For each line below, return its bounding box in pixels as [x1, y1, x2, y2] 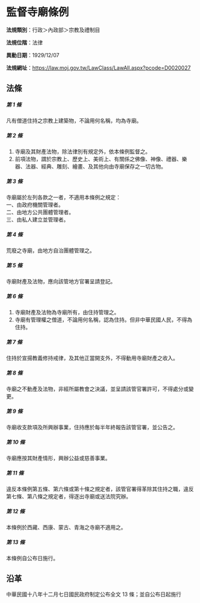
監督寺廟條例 [6, 5, 70, 19]
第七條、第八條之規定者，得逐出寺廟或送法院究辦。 [6, 492, 132, 500]
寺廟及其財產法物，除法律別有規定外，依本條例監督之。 [14, 148, 151, 155]
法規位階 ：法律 [6, 39, 43, 46]
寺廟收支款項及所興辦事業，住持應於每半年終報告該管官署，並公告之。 [6, 424, 179, 431]
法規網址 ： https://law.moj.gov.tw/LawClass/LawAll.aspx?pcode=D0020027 [6, 64, 191, 71]
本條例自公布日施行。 [6, 554, 58, 561]
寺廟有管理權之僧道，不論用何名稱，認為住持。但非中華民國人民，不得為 [14, 316, 192, 323]
